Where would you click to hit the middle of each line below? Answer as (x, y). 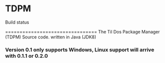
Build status (17, 22)
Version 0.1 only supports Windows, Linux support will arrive (80, 50)
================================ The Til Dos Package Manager (82, 31)
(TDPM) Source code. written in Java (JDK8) (51, 37)
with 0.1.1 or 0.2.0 (27, 56)
